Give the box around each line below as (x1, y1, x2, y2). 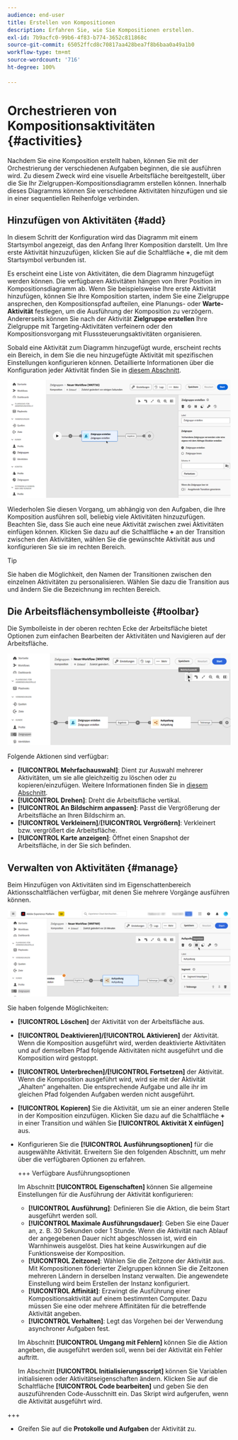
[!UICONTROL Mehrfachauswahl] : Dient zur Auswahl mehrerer (17, 766, 203, 775)
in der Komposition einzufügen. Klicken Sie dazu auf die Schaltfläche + (17, 1111, 225, 1120)
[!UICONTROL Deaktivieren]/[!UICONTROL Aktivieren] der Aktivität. (17, 1031, 220, 1040)
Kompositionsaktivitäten (7, 118, 156, 134)
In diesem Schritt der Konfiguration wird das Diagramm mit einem (7, 233, 198, 242)
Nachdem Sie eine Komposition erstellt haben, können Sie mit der (7, 156, 199, 164)
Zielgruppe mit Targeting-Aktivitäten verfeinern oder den (7, 322, 173, 331)
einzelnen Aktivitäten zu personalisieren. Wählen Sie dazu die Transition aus (7, 578, 229, 586)
